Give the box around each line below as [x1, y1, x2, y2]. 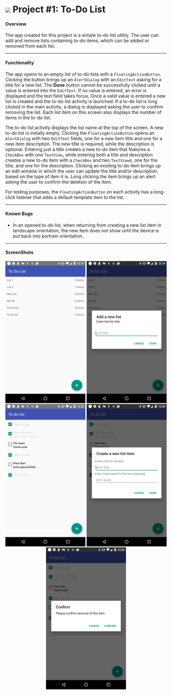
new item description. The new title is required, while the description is [5, 141, 155, 147]
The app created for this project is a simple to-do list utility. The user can [5, 32, 159, 38]
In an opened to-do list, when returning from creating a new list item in [12, 222, 162, 228]
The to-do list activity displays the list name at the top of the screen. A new [5, 124, 164, 131]
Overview [5, 20, 27, 27]
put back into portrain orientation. [12, 233, 84, 239]
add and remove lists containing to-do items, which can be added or [5, 37, 149, 44]
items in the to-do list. [5, 114, 52, 121]
